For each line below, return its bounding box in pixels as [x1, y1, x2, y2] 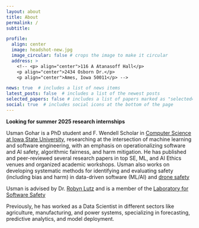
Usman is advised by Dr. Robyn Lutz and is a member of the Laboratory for [6, 185, 189, 192]
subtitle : [6, 25, 31, 31]
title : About [6, 14, 38, 20]
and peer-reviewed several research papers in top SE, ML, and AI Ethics [6, 155, 182, 162]
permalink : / [6, 20, 38, 25]
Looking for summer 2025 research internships [6, 118, 126, 125]
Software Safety [6, 191, 46, 198]
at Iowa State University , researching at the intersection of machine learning [6, 136, 192, 143]
